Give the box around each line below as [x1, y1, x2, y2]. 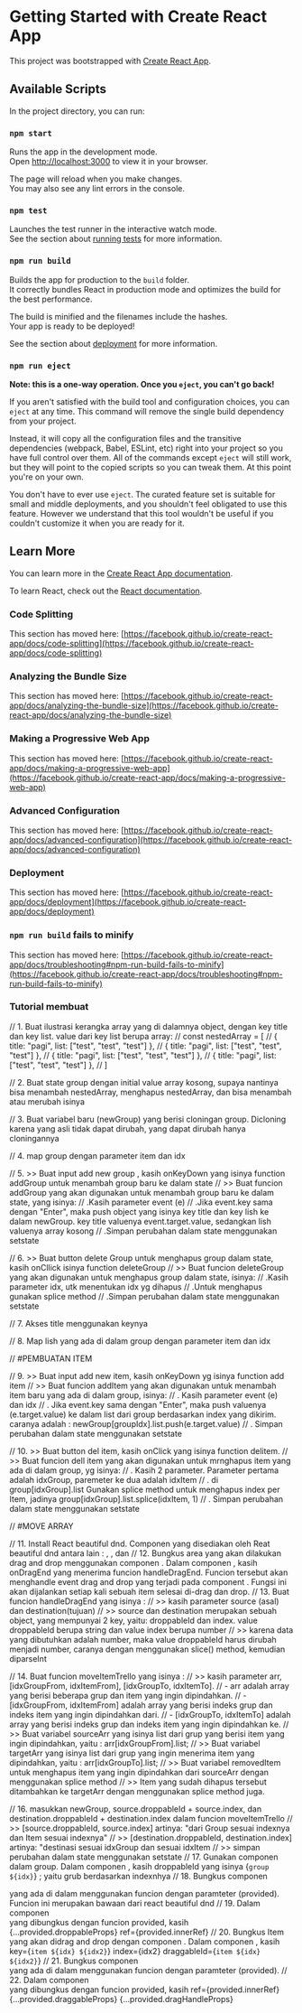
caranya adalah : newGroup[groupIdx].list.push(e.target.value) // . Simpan [9, 1418, 284, 1429]
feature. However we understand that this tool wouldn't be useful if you [9, 508, 274, 518]
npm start [9, 128, 52, 138]
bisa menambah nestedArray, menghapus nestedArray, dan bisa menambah [9, 1086, 292, 1097]
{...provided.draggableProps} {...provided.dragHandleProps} [9, 1993, 234, 2004]
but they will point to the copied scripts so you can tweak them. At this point [9, 461, 291, 472]
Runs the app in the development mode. [9, 146, 158, 157]
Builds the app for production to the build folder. [9, 274, 190, 285]
